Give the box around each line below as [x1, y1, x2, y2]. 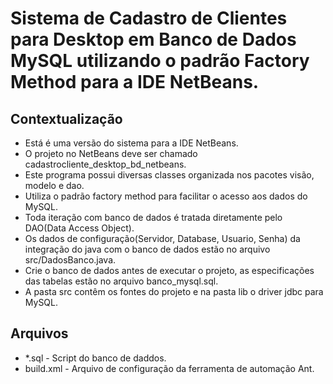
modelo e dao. [24, 180, 85, 191]
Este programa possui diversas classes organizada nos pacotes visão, [24, 169, 315, 181]
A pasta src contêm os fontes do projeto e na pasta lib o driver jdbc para [24, 286, 324, 297]
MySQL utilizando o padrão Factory [10, 50, 310, 72]
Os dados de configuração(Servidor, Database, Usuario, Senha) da [24, 233, 301, 244]
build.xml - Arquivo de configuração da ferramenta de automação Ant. [24, 362, 315, 374]
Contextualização [10, 110, 123, 127]
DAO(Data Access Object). [24, 222, 135, 234]
